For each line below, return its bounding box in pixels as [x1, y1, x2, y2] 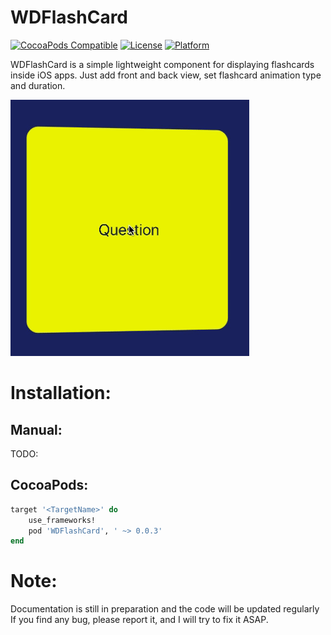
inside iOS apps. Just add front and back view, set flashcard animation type [10, 69, 322, 81]
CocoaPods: [10, 477, 89, 494]
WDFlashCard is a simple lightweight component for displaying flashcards [10, 58, 315, 70]
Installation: [10, 382, 112, 405]
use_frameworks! [28, 515, 97, 525]
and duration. [10, 79, 66, 91]
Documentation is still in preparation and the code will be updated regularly [10, 603, 320, 615]
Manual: [10, 421, 63, 438]
